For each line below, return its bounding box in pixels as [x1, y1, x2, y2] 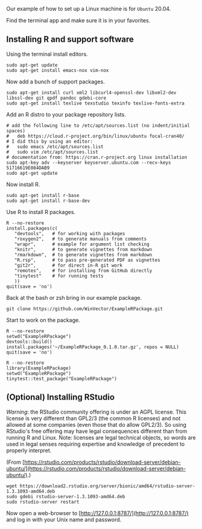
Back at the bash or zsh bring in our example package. [6, 294, 142, 301]
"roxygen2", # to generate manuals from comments [14, 236, 147, 242]
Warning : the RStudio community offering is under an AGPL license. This [6, 408, 187, 415]
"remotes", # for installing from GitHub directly [14, 267, 153, 274]
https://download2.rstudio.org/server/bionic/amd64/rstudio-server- [19, 483, 196, 489]
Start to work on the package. [6, 316, 80, 323]
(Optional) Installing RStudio [6, 392, 115, 403]
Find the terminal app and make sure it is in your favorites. [6, 17, 151, 24]
